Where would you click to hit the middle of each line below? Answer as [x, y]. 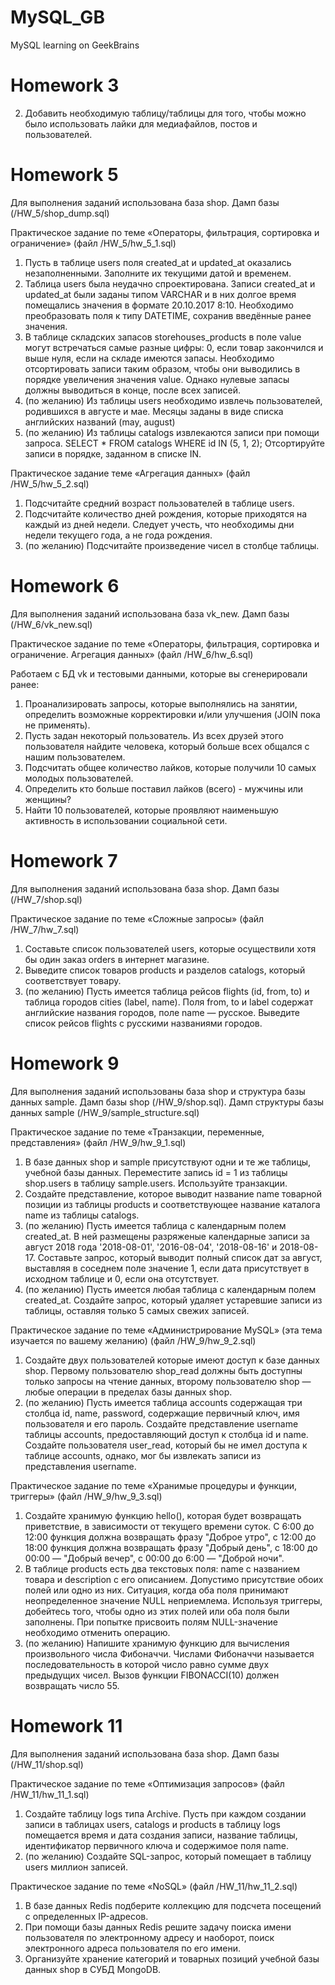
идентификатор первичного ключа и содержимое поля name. [156, 1845]
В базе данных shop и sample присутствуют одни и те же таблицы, [168, 1162]
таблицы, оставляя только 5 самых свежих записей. [137, 1310]
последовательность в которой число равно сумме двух [147, 1664]
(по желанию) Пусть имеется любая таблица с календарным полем [170, 1289]
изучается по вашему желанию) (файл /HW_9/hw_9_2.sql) [133, 1340]
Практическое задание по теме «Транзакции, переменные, [137, 1132]
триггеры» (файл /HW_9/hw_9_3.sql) [86, 1496]
